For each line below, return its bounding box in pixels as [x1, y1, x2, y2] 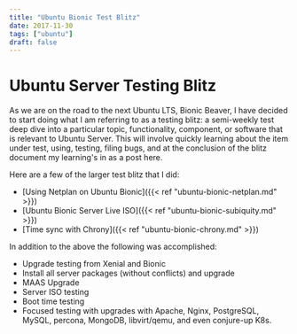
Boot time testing [21, 296, 85, 307]
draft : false [9, 37, 58, 47]
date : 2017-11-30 [9, 21, 74, 30]
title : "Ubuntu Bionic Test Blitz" [9, 12, 141, 22]
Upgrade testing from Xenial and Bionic [21, 259, 167, 269]
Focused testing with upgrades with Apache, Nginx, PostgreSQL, [21, 306, 260, 316]
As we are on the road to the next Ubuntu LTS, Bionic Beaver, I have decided [9, 105, 288, 116]
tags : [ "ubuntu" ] [9, 29, 74, 38]
